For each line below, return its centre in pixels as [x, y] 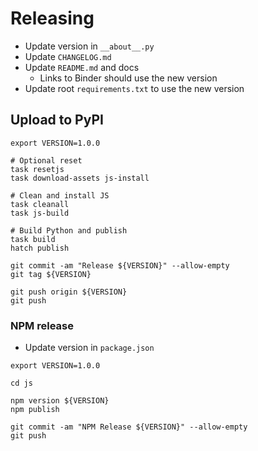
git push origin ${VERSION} [69, 292]
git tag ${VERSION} [51, 274]
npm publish [35, 410]
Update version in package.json [89, 348]
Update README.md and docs [82, 67]
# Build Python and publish [69, 230]
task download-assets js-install [80, 178]
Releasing [52, 18]
